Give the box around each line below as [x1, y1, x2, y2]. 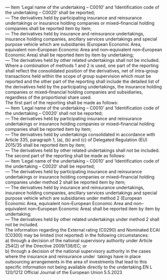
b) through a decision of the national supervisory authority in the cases [5, 248, 151, 254]
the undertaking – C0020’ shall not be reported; [5, 110, 103, 116]
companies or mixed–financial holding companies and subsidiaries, [5, 89, 143, 95]
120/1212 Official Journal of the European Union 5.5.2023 [5, 270, 123, 275]
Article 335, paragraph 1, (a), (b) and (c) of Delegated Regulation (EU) [5, 137, 148, 143]
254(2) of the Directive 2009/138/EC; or [5, 243, 87, 249]
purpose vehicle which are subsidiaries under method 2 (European [5, 195, 142, 201]
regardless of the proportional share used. [5, 94, 92, 100]
